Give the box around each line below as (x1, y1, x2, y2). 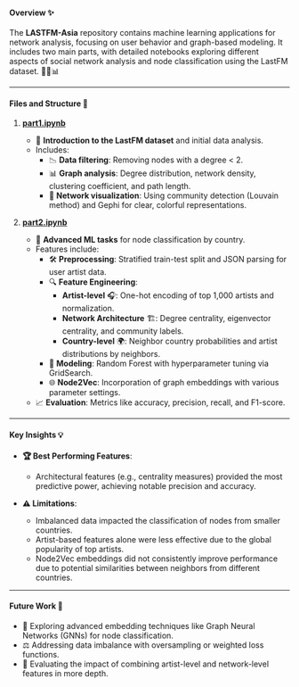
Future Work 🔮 (9, 600, 64, 611)
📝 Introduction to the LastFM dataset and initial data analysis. (35, 135, 264, 146)
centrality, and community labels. (61, 326, 184, 336)
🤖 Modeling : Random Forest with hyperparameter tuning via (48, 358, 270, 369)
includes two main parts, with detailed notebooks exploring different (9, 46, 260, 57)
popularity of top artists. (35, 543, 125, 554)
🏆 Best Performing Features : (21, 451, 133, 461)
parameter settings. (48, 387, 121, 398)
